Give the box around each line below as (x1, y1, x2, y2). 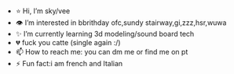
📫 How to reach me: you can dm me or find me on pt (15, 48, 188, 56)
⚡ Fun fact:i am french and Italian (15, 59, 123, 68)
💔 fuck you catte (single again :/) (15, 38, 121, 47)
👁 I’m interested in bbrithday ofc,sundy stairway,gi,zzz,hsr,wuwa (15, 18, 227, 27)
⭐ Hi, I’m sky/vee (15, 6, 71, 16)
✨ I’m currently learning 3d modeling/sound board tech (15, 30, 195, 38)
